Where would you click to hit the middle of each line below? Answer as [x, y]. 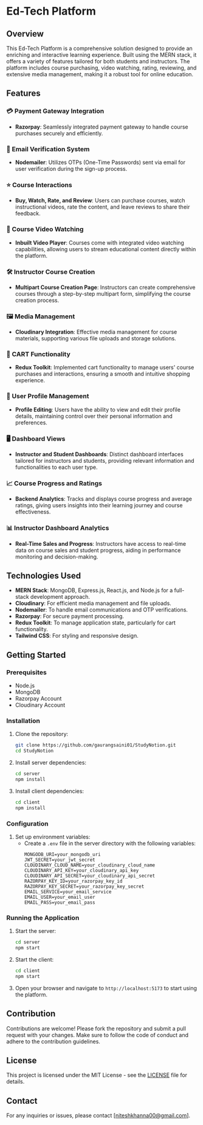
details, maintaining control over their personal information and [94, 416]
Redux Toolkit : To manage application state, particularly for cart [95, 623]
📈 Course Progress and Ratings [54, 483]
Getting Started [36, 655]
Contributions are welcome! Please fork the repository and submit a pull [96, 1028]
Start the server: [36, 931]
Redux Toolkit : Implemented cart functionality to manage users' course [105, 368]
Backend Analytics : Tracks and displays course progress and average [104, 499]
